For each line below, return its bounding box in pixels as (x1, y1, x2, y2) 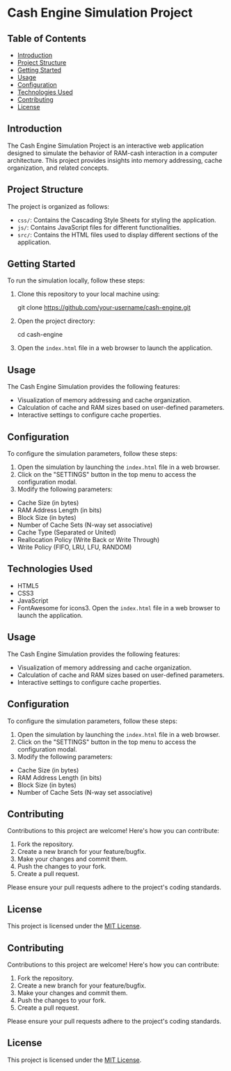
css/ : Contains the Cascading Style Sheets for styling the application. (17, 216, 217, 224)
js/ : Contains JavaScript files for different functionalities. (17, 223, 182, 231)
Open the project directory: (17, 317, 95, 325)
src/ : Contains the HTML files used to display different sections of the (17, 230, 218, 239)
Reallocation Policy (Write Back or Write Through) (17, 536, 160, 544)
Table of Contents (7, 33, 87, 45)
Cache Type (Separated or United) (17, 528, 116, 537)
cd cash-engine (17, 331, 63, 339)
